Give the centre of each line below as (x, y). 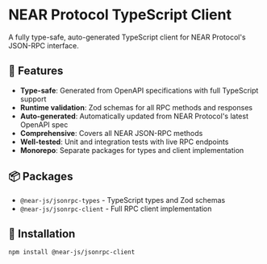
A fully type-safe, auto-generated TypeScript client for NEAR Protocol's (127, 37)
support (33, 99)
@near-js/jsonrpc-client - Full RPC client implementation (116, 208)
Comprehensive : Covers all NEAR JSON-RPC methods (111, 133)
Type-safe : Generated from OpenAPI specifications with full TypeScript (139, 90)
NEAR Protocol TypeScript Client (120, 15)
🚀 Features (36, 71)
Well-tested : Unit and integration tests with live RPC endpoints (124, 142)
